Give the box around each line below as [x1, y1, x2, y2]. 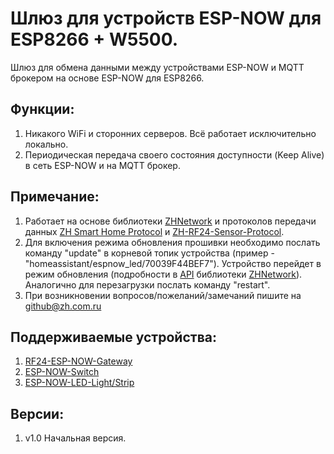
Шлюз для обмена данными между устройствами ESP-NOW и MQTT [10, 61, 305, 73]
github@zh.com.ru [24, 300, 102, 312]
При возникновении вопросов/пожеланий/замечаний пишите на [24, 289, 302, 301]
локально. [24, 138, 69, 150]
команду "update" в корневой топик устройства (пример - [24, 247, 275, 259]
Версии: [10, 405, 65, 422]
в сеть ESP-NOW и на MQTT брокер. [24, 159, 181, 171]
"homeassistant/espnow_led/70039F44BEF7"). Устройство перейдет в [24, 257, 322, 269]
